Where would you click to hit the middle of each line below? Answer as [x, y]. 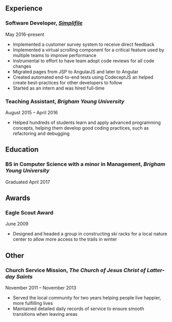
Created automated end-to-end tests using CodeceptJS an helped [83, 77]
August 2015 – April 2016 [32, 112]
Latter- [156, 270]
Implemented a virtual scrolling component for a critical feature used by [88, 50]
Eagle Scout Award [30, 212]
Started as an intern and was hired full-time [59, 88]
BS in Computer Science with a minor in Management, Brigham [85, 164]
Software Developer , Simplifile [44, 23]
